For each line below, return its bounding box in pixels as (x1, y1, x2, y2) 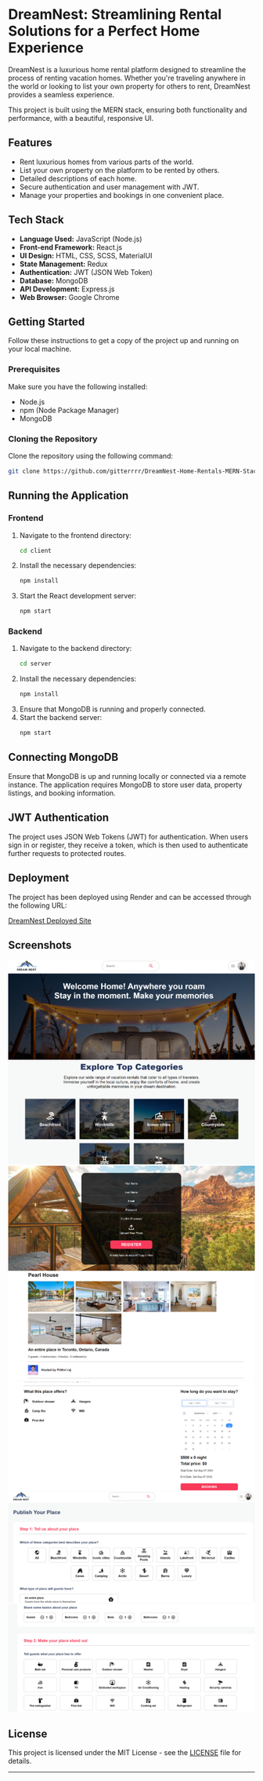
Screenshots (8, 938, 72, 952)
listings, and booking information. (8, 788, 116, 798)
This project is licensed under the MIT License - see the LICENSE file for (8, 1748, 241, 1757)
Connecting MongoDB (8, 751, 119, 764)
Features (8, 136, 52, 150)
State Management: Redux (19, 259, 108, 269)
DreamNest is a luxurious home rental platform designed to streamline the (8, 64, 247, 74)
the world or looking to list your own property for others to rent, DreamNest (8, 81, 250, 91)
